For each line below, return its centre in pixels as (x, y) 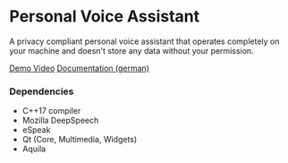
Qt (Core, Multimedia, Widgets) (80, 140)
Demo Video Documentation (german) (80, 68)
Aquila (34, 149)
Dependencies (42, 91)
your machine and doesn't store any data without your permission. (131, 50)
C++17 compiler (51, 111)
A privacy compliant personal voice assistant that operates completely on (144, 41)
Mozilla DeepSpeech (60, 120)
